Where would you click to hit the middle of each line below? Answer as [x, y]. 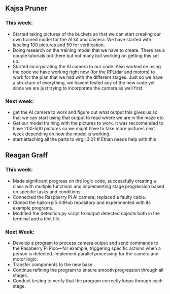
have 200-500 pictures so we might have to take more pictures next [84, 128]
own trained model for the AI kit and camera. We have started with [82, 39]
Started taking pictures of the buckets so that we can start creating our [87, 34]
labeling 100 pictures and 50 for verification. [59, 45]
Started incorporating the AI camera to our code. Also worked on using [87, 66]
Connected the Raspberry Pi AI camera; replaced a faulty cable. [79, 197]
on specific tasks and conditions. [47, 192]
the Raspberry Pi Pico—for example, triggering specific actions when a [87, 248]
